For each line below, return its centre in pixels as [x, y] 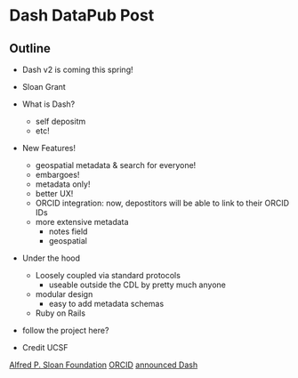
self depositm [60, 121]
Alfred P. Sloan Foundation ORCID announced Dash [104, 365]
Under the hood [51, 258]
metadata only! [63, 184]
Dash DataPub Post [82, 16]
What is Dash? [48, 104]
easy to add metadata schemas [106, 304]
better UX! [54, 193]
